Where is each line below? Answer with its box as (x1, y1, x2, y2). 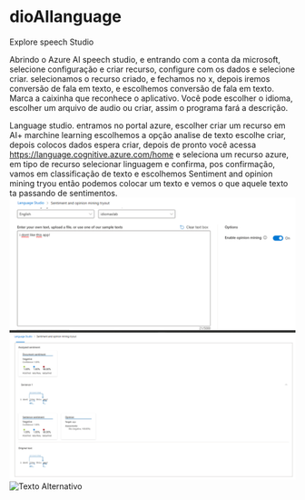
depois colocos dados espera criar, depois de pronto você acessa (9, 139, 257, 150)
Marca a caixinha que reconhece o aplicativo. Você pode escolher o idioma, (9, 93, 293, 104)
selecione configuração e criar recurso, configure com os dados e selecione (9, 64, 295, 75)
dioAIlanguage (9, 6, 123, 27)
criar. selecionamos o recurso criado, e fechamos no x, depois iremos (9, 73, 271, 84)
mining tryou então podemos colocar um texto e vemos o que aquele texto (9, 177, 289, 188)
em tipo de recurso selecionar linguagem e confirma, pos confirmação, (9, 158, 275, 169)
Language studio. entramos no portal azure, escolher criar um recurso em (9, 120, 286, 131)
